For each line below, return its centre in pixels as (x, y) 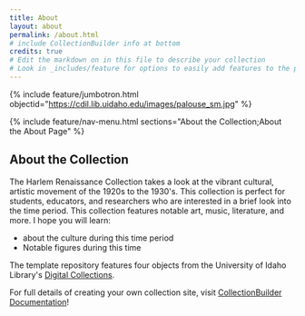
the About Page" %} (47, 131)
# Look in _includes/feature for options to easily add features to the (150, 69)
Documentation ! (39, 301)
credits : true (36, 52)
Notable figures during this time (82, 247)
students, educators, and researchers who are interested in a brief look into (151, 201)
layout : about (36, 26)
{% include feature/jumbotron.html (74, 94)
